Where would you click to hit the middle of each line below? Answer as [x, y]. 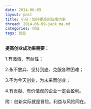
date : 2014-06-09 [23, 10]
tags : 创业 [16, 33]
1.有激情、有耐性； [24, 59]
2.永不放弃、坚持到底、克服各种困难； [44, 69]
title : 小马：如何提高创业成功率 [35, 19]
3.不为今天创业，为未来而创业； [38, 80]
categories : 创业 [22, 29]
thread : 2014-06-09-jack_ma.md [38, 24]
